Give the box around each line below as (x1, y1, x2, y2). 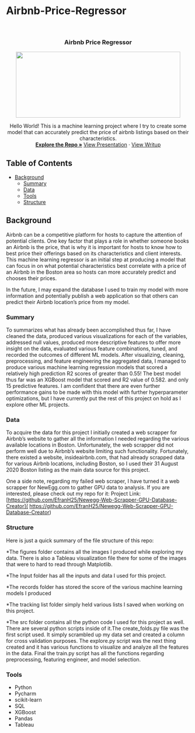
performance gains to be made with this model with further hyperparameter (6, 388, 188, 396)
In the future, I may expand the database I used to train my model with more (6, 286, 189, 293)
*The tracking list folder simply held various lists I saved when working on (6, 601, 184, 608)
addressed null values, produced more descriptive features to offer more (6, 339, 181, 346)
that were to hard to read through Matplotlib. (6, 561, 113, 568)
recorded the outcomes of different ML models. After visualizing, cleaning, (6, 352, 185, 359)
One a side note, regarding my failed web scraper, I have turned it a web (6, 478, 180, 485)
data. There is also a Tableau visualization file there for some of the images (6, 554, 187, 561)
